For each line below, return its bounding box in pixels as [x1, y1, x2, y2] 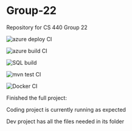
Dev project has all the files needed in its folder [6, 118, 125, 125]
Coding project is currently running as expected [6, 106, 127, 113]
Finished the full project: [6, 94, 67, 101]
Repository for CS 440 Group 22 [6, 24, 88, 31]
